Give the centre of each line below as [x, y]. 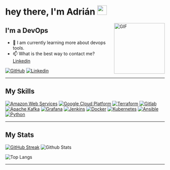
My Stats [20, 135]
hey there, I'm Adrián [50, 12]
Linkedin [22, 61]
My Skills [20, 91]
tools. [18, 48]
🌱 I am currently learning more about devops [59, 42]
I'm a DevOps [27, 30]
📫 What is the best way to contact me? [54, 54]
